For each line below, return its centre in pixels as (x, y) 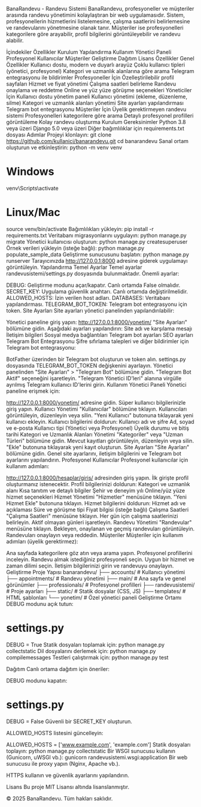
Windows (30, 172)
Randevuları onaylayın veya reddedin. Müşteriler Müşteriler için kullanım (95, 535)
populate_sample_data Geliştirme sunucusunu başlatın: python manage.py (98, 254)
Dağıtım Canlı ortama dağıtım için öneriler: (58, 669)
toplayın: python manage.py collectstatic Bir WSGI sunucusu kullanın (91, 751)
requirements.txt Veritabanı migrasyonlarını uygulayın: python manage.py (96, 235)
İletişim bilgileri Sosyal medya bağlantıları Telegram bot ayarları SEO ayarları (100, 335)
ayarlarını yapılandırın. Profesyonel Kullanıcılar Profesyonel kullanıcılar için (97, 460)
